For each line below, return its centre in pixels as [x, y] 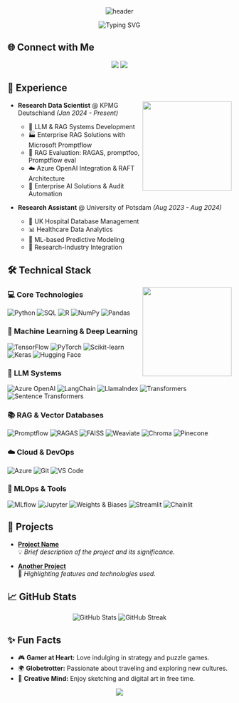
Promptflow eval [52, 160]
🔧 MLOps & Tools [37, 489]
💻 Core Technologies [46, 294]
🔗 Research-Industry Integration [75, 247]
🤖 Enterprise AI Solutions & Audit [76, 186]
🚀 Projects [31, 527]
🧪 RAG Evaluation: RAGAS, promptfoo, [84, 152]
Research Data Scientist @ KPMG [68, 105]
